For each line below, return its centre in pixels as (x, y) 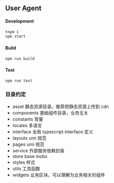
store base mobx (30, 156)
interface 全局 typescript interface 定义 (53, 132)
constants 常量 (28, 119)
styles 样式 (24, 162)
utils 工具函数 (26, 168)
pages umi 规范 (28, 144)
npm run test (19, 81)
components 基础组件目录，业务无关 (50, 112)
